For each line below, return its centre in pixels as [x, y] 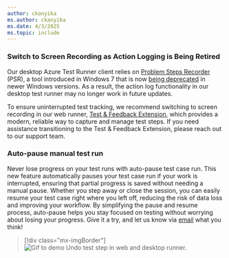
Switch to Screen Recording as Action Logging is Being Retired [114, 57]
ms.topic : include [33, 33]
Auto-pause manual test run [55, 154]
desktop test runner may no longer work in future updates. [90, 93]
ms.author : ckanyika [37, 20]
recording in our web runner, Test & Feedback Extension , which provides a [113, 114]
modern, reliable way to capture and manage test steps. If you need [103, 121]
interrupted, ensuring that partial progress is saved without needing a [105, 183]
